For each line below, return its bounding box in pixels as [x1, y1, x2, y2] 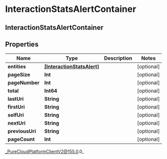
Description [104, 55, 133, 62]
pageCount [7, 136, 35, 143]
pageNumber [7, 79, 40, 86]
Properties [5, 40, 39, 48]
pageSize [7, 71, 31, 78]
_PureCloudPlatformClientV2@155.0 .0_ [5, 149, 84, 155]
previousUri [7, 128, 36, 135]
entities [7, 63, 26, 70]
